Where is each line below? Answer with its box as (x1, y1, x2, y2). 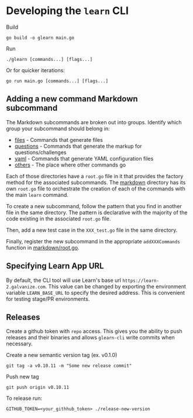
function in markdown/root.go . (6, 244, 80, 251)
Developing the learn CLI (6, 4, 129, 18)
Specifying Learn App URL (6, 261, 104, 271)
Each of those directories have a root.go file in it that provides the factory (6, 172, 184, 179)
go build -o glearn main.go (6, 35, 75, 40)
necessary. (6, 340, 33, 347)
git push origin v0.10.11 (6, 385, 69, 390)
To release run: (6, 395, 43, 402)
